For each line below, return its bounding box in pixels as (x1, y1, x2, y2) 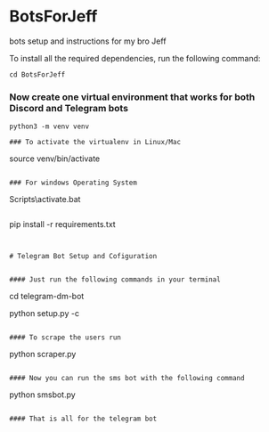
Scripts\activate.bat (9, 194, 81, 205)
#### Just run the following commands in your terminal (9, 275, 221, 284)
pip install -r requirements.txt (9, 219, 116, 230)
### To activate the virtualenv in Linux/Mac (9, 138, 181, 147)
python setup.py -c (9, 308, 80, 319)
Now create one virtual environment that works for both (9, 91, 256, 103)
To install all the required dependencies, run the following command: (9, 53, 261, 63)
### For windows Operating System (9, 178, 138, 188)
